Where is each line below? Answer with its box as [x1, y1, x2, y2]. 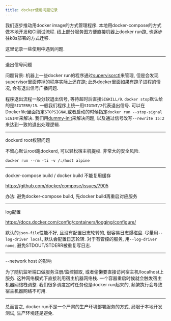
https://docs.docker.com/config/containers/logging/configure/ [5, 219, 136, 225]
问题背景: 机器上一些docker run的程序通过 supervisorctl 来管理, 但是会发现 [5, 72, 159, 78]
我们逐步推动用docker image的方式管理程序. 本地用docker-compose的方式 [5, 22, 162, 28]
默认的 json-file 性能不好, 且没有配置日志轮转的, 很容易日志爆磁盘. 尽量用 [5, 229, 159, 235]
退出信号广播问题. [21, 85, 59, 91]
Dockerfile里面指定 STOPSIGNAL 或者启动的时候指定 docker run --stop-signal [5, 108, 163, 115]
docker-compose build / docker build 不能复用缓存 [5, 172, 111, 179]
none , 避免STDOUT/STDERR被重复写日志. [5, 242, 92, 248]
